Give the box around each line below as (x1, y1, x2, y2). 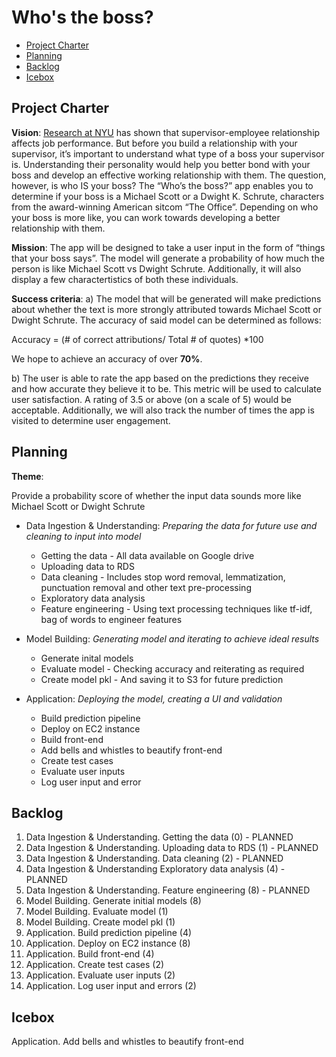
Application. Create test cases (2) (25, 959, 165, 971)
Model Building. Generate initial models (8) (25, 895, 202, 907)
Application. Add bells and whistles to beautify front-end (11, 1036, 244, 1048)
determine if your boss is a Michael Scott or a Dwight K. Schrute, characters (11, 190, 325, 202)
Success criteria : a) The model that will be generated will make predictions (11, 292, 322, 305)
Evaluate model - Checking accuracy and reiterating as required (40, 662, 305, 675)
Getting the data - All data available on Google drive (40, 549, 255, 561)
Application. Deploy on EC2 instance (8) (25, 937, 191, 950)
